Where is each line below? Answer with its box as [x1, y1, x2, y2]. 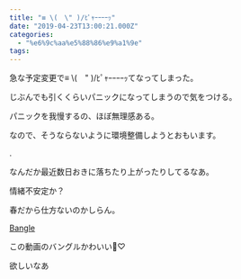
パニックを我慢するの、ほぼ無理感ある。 [9, 111, 159, 121]
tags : [9, 47, 30, 56]
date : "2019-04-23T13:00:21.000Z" [9, 22, 139, 31]
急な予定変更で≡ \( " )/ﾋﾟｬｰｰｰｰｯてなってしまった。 [9, 73, 199, 84]
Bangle [9, 222, 36, 234]
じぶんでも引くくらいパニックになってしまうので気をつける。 [9, 92, 237, 103]
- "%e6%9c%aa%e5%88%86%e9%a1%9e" [17, 38, 143, 48]
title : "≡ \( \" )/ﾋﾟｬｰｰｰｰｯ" [9, 13, 116, 22]
